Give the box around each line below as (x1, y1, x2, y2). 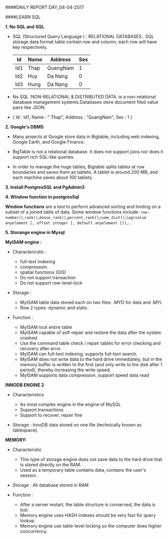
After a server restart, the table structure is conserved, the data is (20, 502, 156, 507)
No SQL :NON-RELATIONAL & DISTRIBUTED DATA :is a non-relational (12, 94, 156, 99)
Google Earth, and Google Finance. (12, 139, 85, 145)
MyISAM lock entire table (20, 324, 72, 330)
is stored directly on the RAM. (20, 462, 82, 468)
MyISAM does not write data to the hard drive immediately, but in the (20, 356, 162, 362)
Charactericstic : (12, 249, 47, 255)
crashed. (20, 335, 39, 341)
